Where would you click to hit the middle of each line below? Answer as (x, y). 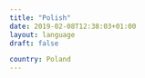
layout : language (42, 34)
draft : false (34, 43)
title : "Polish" (40, 18)
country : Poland (40, 60)
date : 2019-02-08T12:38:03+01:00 (73, 26)
